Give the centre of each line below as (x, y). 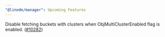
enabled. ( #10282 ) (24, 29)
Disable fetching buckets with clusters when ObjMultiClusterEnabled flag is (82, 24)
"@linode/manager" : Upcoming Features (45, 10)
